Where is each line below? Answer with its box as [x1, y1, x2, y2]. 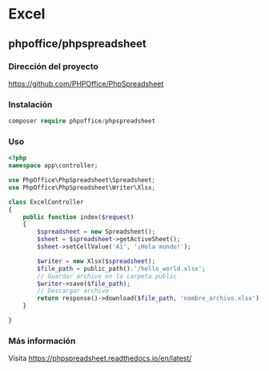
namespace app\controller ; [8, 162, 98, 170]
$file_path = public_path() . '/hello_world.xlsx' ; [37, 264, 206, 272]
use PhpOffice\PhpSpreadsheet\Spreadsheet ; [8, 176, 156, 184]
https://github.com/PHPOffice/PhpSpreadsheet [8, 79, 164, 88]
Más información [8, 335, 76, 346]
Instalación [8, 99, 53, 110]
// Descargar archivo [37, 287, 110, 295]
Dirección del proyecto [8, 61, 98, 72]
